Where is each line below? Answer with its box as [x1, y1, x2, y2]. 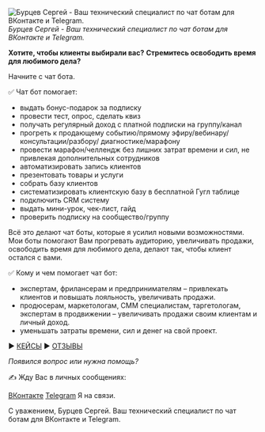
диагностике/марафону [100, 137, 180, 146]
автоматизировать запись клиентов [19, 162, 142, 171]
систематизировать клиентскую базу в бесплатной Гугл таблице [19, 187, 240, 196]
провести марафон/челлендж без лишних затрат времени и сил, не [19, 145, 250, 154]
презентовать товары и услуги [19, 170, 124, 180]
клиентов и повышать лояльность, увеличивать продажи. [19, 293, 216, 301]
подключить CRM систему [19, 195, 110, 205]
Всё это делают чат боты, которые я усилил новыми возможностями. [8, 228, 245, 237]
